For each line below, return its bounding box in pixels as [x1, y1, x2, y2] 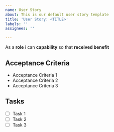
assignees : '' [5, 26, 35, 31]
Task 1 [12, 110, 26, 116]
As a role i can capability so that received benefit [5, 44, 109, 50]
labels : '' [5, 21, 28, 27]
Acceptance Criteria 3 [12, 82, 58, 88]
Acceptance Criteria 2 [12, 77, 58, 83]
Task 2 [12, 116, 27, 122]
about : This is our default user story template [5, 12, 109, 17]
